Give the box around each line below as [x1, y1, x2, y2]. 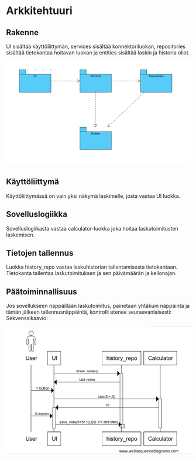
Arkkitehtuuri [6, 4, 73, 18]
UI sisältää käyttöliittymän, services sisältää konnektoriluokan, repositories [6, 43, 186, 50]
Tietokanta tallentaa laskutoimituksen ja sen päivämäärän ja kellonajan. [6, 270, 177, 277]
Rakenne [6, 28, 39, 37]
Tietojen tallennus [6, 248, 74, 258]
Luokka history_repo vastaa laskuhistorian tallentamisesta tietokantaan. [6, 263, 178, 270]
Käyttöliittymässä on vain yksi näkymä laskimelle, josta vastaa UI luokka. [6, 192, 181, 200]
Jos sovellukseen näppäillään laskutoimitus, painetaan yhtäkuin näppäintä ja [6, 303, 190, 310]
